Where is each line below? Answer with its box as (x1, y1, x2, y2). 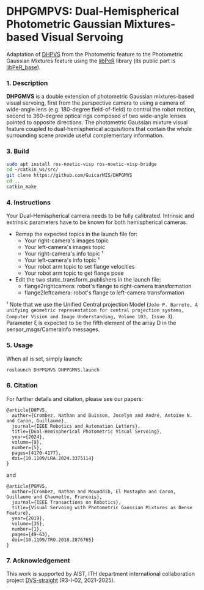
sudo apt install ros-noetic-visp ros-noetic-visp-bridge (6, 161, 157, 167)
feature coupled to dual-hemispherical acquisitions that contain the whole (6, 125, 192, 133)
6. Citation (6, 381, 38, 390)
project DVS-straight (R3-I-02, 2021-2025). (6, 577, 115, 584)
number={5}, (12, 444, 43, 450)
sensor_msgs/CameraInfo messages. (6, 326, 100, 333)
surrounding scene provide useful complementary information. (6, 132, 164, 139)
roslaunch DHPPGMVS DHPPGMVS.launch (6, 367, 100, 373)
